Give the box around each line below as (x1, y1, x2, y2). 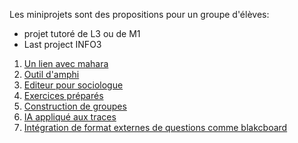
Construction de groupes (23, 100, 127, 112)
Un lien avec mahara (23, 58, 109, 69)
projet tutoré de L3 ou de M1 (23, 28, 141, 39)
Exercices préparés (23, 90, 104, 101)
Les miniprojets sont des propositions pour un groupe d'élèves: (9, 9, 270, 20)
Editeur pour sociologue (23, 79, 124, 91)
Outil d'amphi (23, 69, 80, 80)
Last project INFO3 (23, 39, 102, 50)
